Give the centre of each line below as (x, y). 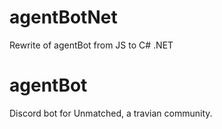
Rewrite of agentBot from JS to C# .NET (91, 45)
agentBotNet (63, 17)
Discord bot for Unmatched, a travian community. (111, 113)
